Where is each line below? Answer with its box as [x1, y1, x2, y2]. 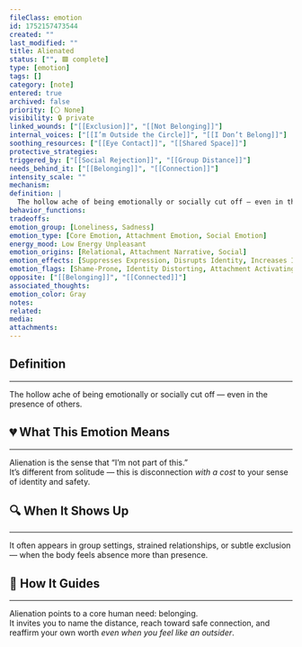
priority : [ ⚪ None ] [9, 105, 85, 114]
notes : [9, 298, 34, 307]
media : [9, 314, 34, 324]
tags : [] [9, 72, 42, 81]
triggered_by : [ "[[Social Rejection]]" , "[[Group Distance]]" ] [9, 155, 252, 165]
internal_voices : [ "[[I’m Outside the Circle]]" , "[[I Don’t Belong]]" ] [9, 131, 288, 140]
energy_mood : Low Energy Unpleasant [9, 240, 147, 249]
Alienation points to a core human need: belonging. [9, 608, 199, 619]
